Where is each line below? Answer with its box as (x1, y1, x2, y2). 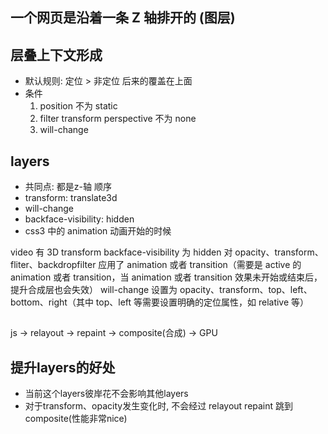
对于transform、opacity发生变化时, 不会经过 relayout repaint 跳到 (24, 400, 294, 412)
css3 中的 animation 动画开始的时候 (24, 225, 172, 237)
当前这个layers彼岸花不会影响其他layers (24, 388, 189, 400)
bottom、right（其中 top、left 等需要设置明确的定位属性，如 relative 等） (10, 296, 310, 308)
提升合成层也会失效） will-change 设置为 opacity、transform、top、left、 (10, 284, 313, 296)
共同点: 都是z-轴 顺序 (24, 181, 112, 193)
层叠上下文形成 (10, 46, 103, 63)
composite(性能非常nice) (24, 413, 128, 425)
